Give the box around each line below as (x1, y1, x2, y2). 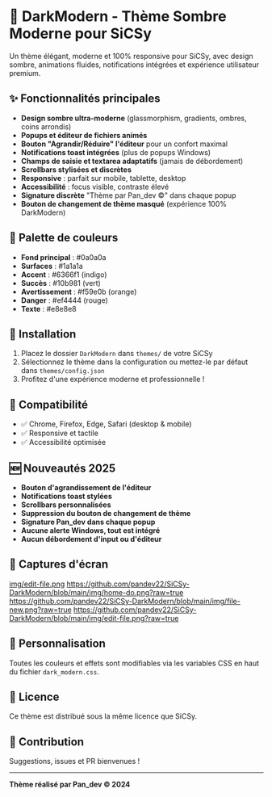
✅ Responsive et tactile (20, 428, 99, 438)
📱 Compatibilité (9, 397, 88, 411)
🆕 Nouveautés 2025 (9, 461, 116, 475)
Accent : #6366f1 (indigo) (20, 270, 107, 279)
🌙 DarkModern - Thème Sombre (9, 7, 227, 26)
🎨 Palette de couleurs (9, 231, 119, 245)
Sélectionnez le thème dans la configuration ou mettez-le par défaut (20, 357, 249, 367)
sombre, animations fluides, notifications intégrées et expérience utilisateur (9, 60, 260, 69)
